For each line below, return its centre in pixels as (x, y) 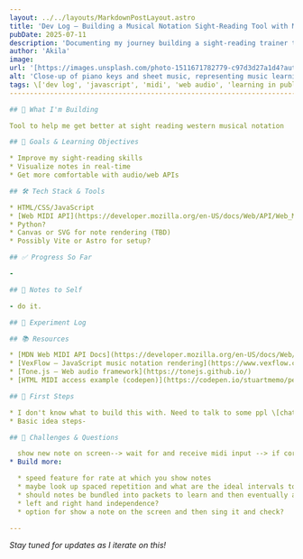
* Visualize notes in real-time (70, 167)
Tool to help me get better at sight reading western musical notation (147, 126)
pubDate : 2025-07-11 (48, 34)
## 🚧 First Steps (42, 396)
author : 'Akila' (40, 51)
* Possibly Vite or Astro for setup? (80, 241)
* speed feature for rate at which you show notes (115, 479)
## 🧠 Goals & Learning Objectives (74, 142)
